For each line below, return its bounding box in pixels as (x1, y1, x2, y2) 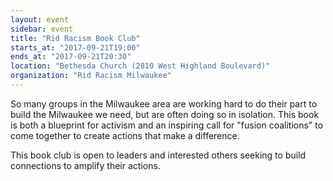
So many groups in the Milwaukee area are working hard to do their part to (10, 97, 318, 110)
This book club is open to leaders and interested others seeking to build (10, 149, 307, 161)
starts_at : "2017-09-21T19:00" (10, 42, 141, 53)
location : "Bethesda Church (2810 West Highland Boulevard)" (10, 61, 271, 71)
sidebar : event (10, 24, 74, 34)
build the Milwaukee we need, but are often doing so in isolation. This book (10, 108, 320, 120)
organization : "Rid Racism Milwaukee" (10, 71, 172, 81)
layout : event (10, 14, 70, 25)
